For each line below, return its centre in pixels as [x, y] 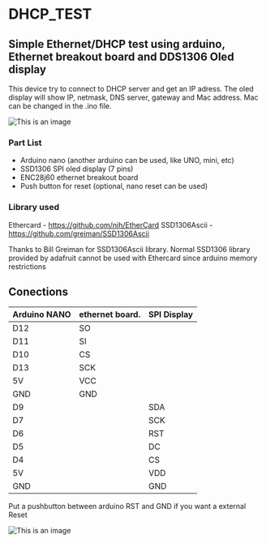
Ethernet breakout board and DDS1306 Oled [121, 56]
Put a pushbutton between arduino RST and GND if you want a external [127, 507]
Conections [39, 291]
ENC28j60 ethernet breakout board [79, 177]
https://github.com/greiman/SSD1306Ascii [79, 233]
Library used [34, 207]
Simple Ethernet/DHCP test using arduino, [117, 44]
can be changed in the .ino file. [60, 106]
